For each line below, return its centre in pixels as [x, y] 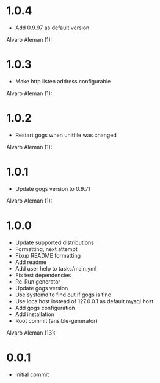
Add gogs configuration [45, 308]
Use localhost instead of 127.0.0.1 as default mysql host [84, 301]
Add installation [35, 314]
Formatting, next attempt [46, 249]
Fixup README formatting [48, 255]
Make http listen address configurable [63, 81]
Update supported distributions [55, 242]
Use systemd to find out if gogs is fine [63, 295]
